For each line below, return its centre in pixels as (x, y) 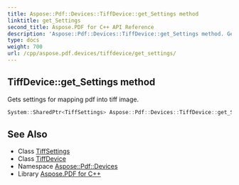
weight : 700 (25, 47)
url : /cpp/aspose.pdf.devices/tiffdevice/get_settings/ (92, 54)
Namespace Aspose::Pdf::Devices (68, 167)
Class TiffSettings (44, 151)
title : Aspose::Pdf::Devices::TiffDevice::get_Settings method (103, 14)
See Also (27, 134)
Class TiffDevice (42, 159)
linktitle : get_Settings (44, 21)
